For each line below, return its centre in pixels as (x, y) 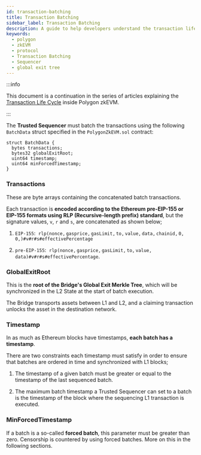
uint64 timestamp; (35, 159)
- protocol (25, 51)
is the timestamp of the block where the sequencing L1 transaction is (99, 398)
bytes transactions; (37, 148)
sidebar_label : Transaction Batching (53, 23)
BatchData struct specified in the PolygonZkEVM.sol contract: (80, 132)
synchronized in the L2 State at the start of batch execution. (80, 291)
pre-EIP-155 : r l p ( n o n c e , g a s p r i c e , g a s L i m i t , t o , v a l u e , (83, 250)
